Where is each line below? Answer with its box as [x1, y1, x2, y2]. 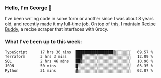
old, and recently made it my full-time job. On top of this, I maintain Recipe [5, 21, 156, 27]
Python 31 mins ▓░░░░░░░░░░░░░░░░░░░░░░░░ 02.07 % [5, 68, 153, 73]
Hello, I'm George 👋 [5, 4, 52, 11]
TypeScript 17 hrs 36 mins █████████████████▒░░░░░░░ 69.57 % [5, 49, 153, 55]
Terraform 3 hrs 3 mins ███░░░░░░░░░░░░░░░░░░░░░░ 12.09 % [5, 54, 153, 59]
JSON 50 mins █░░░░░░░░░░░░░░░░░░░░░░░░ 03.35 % [5, 64, 153, 69]
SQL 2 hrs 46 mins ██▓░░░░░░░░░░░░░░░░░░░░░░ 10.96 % [5, 59, 153, 64]
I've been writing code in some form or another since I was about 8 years [5, 16, 154, 22]
